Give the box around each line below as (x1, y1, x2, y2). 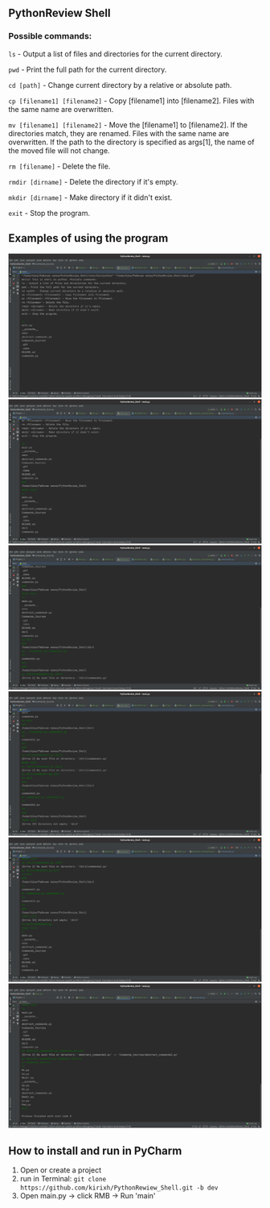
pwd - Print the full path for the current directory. (8, 64, 167, 74)
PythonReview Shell (8, 6, 111, 20)
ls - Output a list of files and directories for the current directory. (8, 48, 223, 59)
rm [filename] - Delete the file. (8, 161, 111, 171)
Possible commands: (8, 31, 92, 42)
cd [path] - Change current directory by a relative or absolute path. (8, 80, 232, 89)
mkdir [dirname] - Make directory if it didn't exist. (8, 193, 173, 202)
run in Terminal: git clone (19, 1173, 107, 1183)
